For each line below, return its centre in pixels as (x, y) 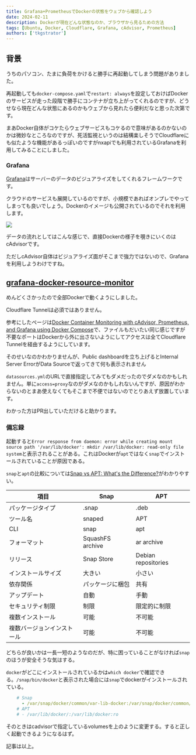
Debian (146, 555)
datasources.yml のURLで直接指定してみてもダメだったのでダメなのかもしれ (97, 377)
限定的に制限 (153, 606)
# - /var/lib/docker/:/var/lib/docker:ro (67, 714)
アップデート (27, 595)
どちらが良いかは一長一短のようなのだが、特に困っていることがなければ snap (98, 652)
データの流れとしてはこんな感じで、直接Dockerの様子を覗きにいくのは (91, 237)
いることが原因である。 (60, 461)
